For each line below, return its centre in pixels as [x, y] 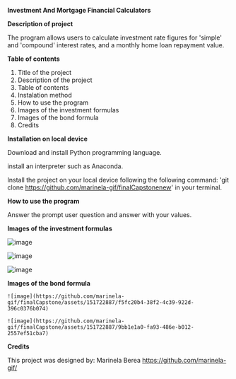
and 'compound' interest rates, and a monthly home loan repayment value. [116, 45]
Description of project [40, 24]
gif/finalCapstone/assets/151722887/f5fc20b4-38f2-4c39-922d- [101, 303]
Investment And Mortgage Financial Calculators [79, 10]
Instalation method [45, 95]
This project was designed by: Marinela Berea [74, 360]
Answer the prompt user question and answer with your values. [100, 215]
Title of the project [45, 72]
